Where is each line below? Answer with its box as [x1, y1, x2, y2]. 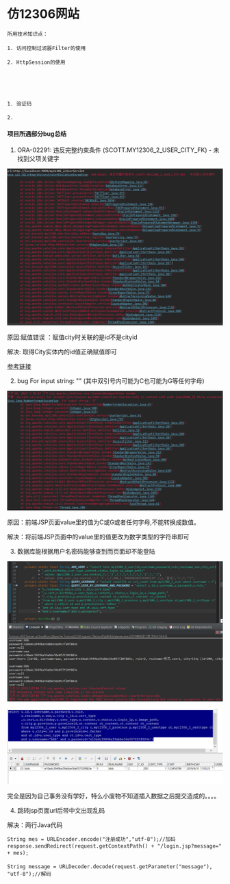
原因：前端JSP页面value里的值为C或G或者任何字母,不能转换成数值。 [7, 518, 201, 526]
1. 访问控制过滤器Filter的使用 [7, 45, 86, 51]
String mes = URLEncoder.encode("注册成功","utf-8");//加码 [7, 836, 176, 843]
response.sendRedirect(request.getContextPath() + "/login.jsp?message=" [7, 843, 222, 850]
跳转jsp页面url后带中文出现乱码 [16, 807, 105, 815]
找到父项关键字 [16, 155, 60, 163]
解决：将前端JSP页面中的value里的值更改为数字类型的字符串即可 [7, 532, 190, 541]
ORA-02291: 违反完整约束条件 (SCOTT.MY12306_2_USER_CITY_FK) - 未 [16, 146, 220, 154]
